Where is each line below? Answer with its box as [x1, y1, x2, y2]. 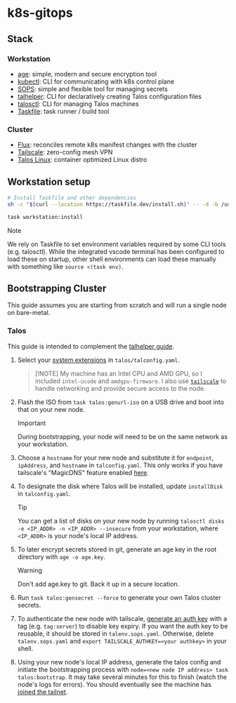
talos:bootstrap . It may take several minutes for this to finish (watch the [17, 672, 227, 681]
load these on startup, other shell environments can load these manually [7, 255, 216, 263]
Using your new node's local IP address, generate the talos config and [17, 657, 221, 666]
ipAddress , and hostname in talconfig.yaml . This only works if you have [17, 461, 223, 469]
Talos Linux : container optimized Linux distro [17, 156, 147, 164]
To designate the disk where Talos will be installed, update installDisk [17, 482, 223, 490]
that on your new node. [17, 405, 86, 413]
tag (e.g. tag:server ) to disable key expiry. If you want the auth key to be [17, 622, 228, 630]
